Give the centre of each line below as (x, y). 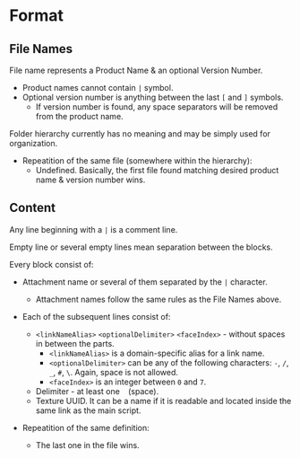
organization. (34, 143)
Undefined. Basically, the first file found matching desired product (157, 170)
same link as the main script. (88, 410)
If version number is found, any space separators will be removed (157, 107)
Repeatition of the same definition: (86, 427)
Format (37, 16)
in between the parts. (75, 343)
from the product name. (79, 116)
